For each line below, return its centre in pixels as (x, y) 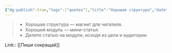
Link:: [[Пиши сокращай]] (32, 45)
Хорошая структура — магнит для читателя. (74, 24)
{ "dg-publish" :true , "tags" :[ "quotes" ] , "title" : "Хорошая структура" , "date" (87, 10)
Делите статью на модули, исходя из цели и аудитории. (87, 35)
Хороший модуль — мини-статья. (62, 30)
